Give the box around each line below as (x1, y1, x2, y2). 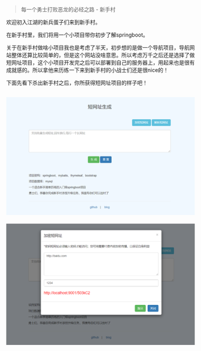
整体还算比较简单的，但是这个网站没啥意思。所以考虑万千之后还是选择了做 (11, 52, 195, 59)
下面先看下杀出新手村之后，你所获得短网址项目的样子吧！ (6, 79, 148, 86)
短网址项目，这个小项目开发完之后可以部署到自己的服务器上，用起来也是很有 (6, 59, 195, 66)
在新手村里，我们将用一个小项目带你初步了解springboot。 (6, 31, 148, 38)
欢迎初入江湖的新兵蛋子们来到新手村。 (6, 19, 100, 26)
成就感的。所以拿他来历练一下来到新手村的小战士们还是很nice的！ (6, 66, 169, 74)
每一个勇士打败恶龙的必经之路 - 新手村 (20, 6, 116, 13)
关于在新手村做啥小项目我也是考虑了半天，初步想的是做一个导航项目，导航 (6, 44, 190, 51)
